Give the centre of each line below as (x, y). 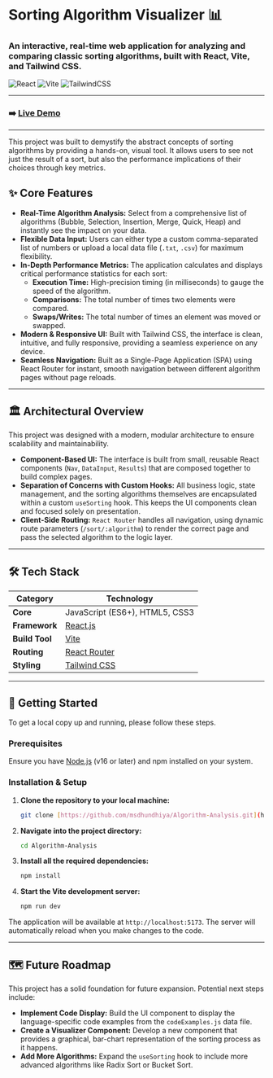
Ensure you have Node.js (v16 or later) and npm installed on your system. (131, 761)
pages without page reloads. (68, 377)
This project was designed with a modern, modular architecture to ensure (131, 435)
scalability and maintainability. (59, 444)
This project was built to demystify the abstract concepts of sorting (121, 142)
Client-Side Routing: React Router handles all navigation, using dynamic (142, 520)
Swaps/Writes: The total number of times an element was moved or (147, 317)
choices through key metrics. (57, 168)
